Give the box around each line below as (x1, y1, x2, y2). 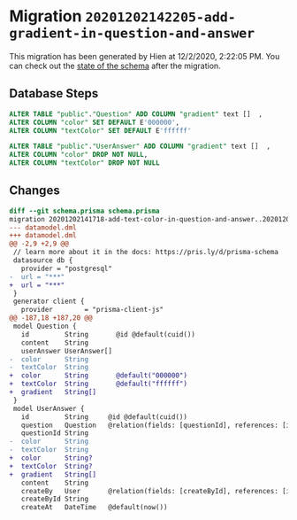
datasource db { (12, 256, 73, 265)
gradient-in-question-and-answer (9, 25, 255, 42)
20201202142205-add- (85, 9, 236, 26)
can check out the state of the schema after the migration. (9, 60, 221, 71)
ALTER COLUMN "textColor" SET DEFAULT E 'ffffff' (9, 126, 192, 135)
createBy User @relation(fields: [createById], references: (20, 486, 278, 495)
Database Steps (9, 86, 99, 101)
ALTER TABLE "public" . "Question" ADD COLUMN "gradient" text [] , (9, 109, 263, 119)
